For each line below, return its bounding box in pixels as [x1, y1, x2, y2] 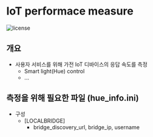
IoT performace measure [6, 4, 134, 18]
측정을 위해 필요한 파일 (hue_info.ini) [6, 93, 139, 104]
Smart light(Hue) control [24, 67, 85, 75]
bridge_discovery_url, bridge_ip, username [33, 123, 140, 131]
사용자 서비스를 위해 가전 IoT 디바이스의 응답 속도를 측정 [15, 61, 148, 68]
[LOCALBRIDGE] [24, 117, 66, 124]
